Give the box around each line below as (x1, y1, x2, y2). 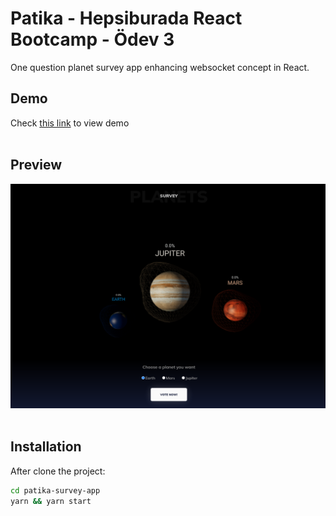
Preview (10, 157, 63, 174)
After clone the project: (10, 465, 106, 477)
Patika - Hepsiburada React (10, 7, 243, 30)
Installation (10, 438, 82, 456)
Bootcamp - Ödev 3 (10, 28, 175, 51)
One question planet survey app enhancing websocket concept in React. (10, 61, 310, 73)
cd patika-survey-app (10, 485, 101, 496)
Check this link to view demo (10, 117, 130, 129)
